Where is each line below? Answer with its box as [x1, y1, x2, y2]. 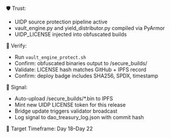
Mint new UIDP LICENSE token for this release [14, 102, 126, 108]
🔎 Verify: [6, 42, 28, 49]
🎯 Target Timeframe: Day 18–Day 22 [6, 125, 93, 132]
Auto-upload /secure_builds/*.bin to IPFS [14, 95, 113, 102]
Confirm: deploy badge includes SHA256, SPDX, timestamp [14, 72, 159, 79]
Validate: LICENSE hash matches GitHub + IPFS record [14, 66, 146, 73]
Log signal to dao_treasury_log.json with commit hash [14, 114, 145, 120]
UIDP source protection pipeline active [14, 18, 108, 25]
